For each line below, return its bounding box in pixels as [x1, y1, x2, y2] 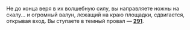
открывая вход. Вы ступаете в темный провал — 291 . [6, 18, 144, 24]
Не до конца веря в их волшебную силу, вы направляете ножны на [6, 5, 180, 12]
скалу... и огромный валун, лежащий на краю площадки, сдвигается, [6, 11, 185, 18]
